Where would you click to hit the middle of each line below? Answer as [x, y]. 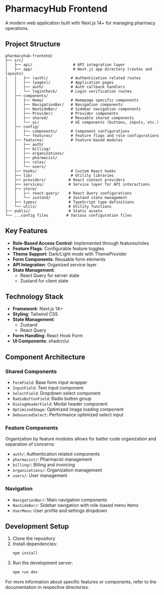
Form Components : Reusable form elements [59, 259]
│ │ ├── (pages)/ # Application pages [60, 82]
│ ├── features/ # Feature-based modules [64, 140]
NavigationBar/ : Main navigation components [60, 500]
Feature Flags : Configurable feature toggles [58, 248]
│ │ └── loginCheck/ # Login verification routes [69, 91]
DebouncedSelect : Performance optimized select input [68, 415]
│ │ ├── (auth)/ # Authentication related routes [73, 78]
